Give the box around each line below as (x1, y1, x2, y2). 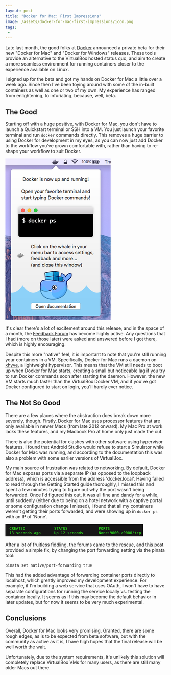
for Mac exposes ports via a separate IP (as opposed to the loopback (5, 470, 151, 476)
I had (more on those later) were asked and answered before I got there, (5, 336, 157, 342)
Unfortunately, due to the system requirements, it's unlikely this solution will (5, 654, 164, 660)
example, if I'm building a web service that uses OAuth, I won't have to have (5, 582, 165, 589)
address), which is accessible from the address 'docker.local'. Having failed (5, 475, 164, 482)
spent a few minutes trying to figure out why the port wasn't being (5, 486, 144, 492)
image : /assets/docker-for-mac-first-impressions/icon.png (5, 19, 134, 24)
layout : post (5, 8, 33, 13)
